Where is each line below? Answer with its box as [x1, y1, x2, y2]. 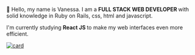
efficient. [6, 30, 29, 37]
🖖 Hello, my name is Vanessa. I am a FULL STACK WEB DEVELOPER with [6, 6, 190, 13]
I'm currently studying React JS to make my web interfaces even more [6, 24, 183, 31]
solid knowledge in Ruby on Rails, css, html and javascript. [6, 12, 153, 19]
